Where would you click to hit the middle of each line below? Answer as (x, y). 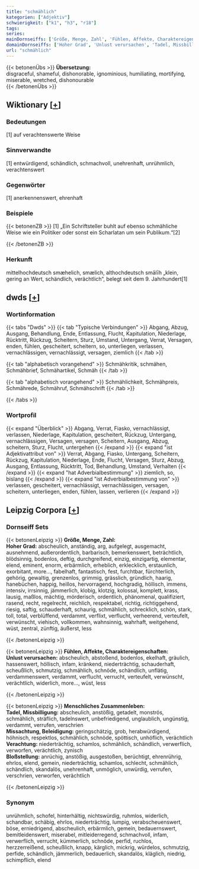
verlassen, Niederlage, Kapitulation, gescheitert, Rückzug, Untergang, (91, 434)
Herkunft (19, 259)
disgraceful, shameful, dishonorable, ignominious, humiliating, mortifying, (96, 73)
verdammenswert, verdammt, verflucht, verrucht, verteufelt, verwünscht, (95, 677)
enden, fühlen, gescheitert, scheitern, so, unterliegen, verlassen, (85, 346)
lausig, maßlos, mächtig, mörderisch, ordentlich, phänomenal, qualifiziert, (96, 597)
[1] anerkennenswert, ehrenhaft (44, 198)
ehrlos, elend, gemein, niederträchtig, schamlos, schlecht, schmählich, (92, 763)
